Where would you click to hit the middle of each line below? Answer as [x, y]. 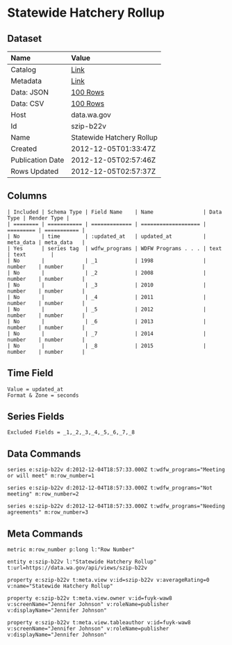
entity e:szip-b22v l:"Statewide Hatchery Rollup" [82, 562]
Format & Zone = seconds [43, 395]
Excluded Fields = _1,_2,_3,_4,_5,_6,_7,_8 [71, 432]
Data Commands [44, 454]
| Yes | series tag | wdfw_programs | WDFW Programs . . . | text [115, 248]
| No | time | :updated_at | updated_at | [107, 236]
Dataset [25, 39]
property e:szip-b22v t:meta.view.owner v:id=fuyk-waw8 [90, 598]
